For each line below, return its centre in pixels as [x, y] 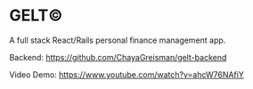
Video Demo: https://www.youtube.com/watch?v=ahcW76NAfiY [127, 74]
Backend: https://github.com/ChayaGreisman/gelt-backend [118, 57]
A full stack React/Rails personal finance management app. [118, 40]
